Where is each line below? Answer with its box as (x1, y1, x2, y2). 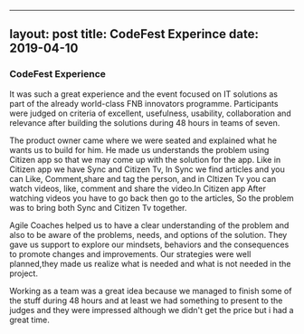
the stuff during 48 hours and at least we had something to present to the (9, 295, 283, 306)
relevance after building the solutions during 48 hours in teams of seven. (9, 117, 280, 128)
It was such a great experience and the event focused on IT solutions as (9, 88, 279, 100)
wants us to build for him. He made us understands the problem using (9, 144, 270, 155)
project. (9, 268, 39, 279)
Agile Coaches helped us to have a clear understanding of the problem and (9, 219, 290, 231)
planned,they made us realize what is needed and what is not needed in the (9, 258, 291, 269)
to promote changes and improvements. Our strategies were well (9, 248, 252, 259)
